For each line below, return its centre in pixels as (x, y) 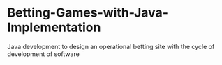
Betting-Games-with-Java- (88, 13)
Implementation (54, 27)
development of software (44, 54)
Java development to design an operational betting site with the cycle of (111, 46)
